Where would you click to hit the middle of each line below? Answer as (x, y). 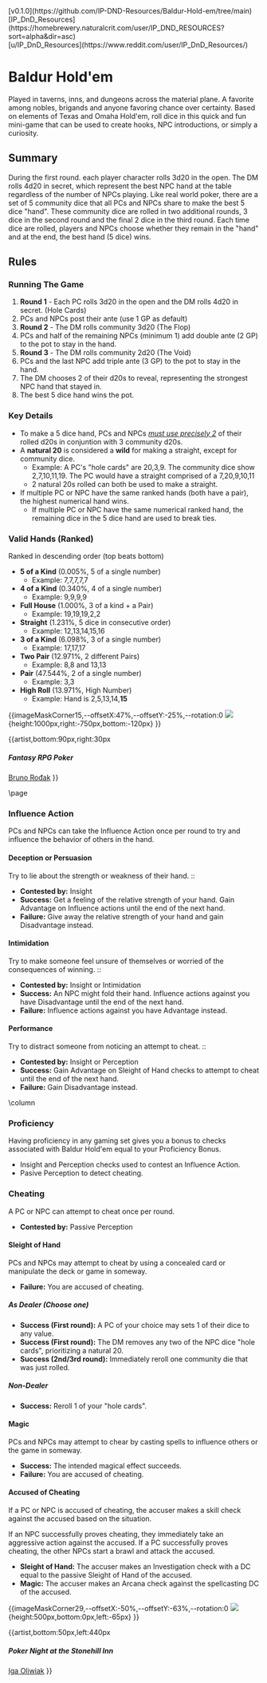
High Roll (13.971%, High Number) (76, 690)
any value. (37, 1333)
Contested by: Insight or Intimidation (80, 985)
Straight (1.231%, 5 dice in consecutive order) (95, 622)
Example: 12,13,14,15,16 (68, 631)
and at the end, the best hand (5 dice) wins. (80, 236)
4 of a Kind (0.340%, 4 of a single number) (90, 589)
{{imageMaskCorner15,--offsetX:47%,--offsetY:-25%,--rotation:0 (116, 715)
